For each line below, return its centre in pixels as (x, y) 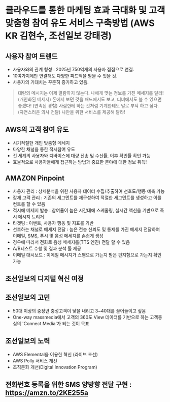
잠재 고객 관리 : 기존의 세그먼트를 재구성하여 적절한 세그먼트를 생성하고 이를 (87, 197)
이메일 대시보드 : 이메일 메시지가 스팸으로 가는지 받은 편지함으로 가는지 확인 (87, 254)
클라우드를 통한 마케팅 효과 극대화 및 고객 (85, 10)
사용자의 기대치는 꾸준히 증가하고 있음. (50, 82)
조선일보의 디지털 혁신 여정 (44, 279)
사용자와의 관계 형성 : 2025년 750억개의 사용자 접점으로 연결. (73, 69)
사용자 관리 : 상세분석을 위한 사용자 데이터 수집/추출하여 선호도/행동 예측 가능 (89, 191)
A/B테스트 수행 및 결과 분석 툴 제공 (47, 248)
